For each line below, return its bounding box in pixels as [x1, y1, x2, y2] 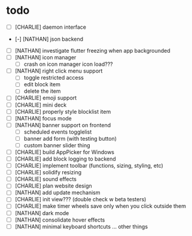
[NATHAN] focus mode [14, 114, 72, 122]
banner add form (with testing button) [23, 135, 117, 142]
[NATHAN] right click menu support [14, 67, 103, 75]
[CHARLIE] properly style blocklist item [14, 108, 111, 115]
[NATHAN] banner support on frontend [14, 121, 111, 129]
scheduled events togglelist [23, 128, 92, 135]
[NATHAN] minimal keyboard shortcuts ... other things [14, 223, 148, 230]
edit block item [23, 81, 61, 88]
